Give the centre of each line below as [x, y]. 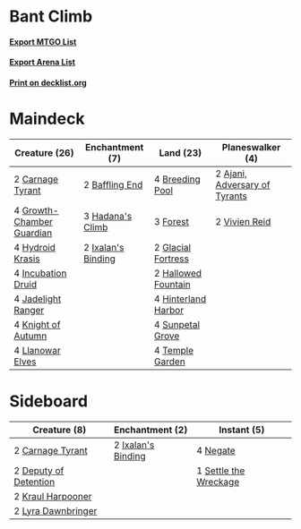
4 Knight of [37, 324]
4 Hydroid [35, 247]
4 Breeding [177, 179]
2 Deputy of [39, 470]
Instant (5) [242, 430]
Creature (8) [60, 430]
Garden [169, 362]
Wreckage [218, 482]
